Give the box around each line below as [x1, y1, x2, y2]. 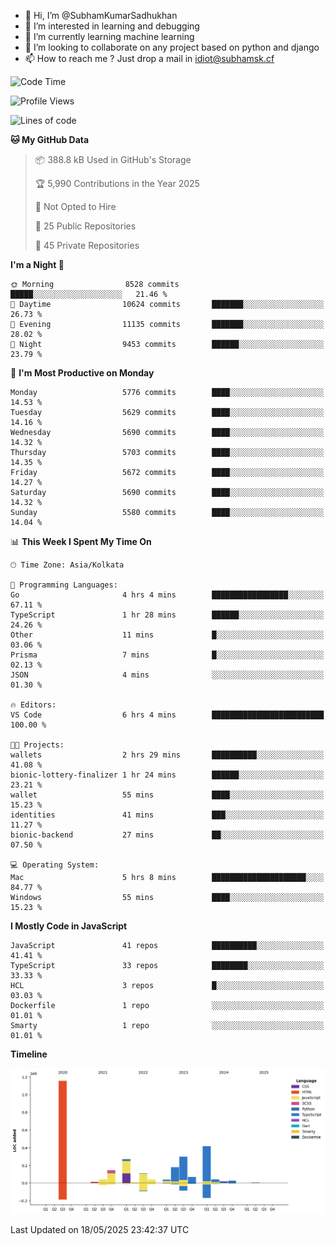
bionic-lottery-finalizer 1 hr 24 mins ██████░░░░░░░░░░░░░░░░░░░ [10, 770, 325, 780]
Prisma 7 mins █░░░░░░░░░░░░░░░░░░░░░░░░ [10, 650, 325, 660]
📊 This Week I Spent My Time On [10, 536, 152, 547]
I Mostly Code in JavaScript [10, 920, 128, 932]
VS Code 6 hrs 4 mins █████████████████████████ [10, 710, 325, 720]
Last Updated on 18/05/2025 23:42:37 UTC [10, 1223, 190, 1235]
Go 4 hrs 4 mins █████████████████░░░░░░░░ [10, 590, 325, 600]
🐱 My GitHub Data [10, 134, 90, 145]
